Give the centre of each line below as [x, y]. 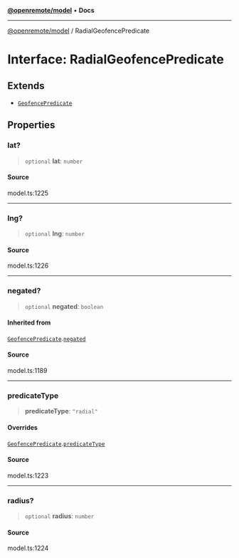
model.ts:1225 [28, 193]
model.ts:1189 [27, 371]
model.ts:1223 [28, 475]
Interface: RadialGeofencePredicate [116, 59]
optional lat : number [54, 161]
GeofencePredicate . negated [47, 338]
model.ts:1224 [28, 548]
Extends [26, 86]
